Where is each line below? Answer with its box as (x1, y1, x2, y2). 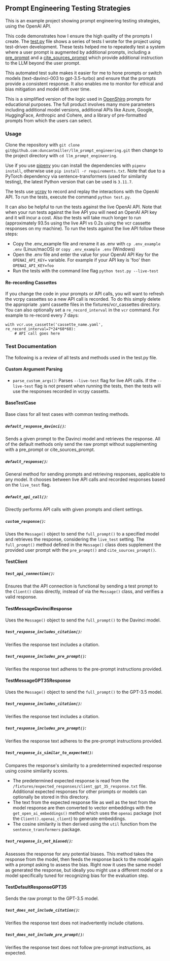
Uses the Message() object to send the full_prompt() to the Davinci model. (5, 617, 161, 623)
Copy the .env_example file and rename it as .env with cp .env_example (12, 241, 161, 247)
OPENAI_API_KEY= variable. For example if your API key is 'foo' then (12, 257, 151, 263)
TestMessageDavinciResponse (5, 606, 73, 612)
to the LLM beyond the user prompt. (5, 60, 81, 66)
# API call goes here (14, 331, 60, 336)
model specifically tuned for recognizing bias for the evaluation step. (5, 872, 149, 879)
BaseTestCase (5, 400, 37, 406)
